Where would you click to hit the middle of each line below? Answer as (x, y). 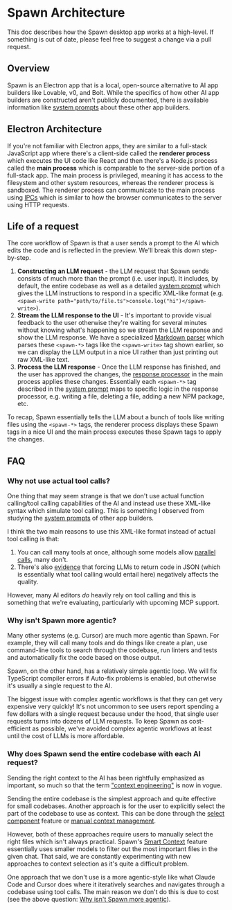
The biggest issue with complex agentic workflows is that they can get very (115, 699)
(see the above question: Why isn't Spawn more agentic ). (89, 899)
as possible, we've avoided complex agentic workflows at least (122, 728)
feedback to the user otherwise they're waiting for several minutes (112, 323)
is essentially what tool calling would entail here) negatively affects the (118, 575)
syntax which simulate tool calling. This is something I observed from (106, 511)
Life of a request (43, 226)
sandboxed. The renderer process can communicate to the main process (111, 190)
